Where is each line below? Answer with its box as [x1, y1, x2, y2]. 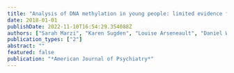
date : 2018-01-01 [7, 17, 58, 24]
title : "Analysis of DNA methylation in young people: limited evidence [7, 10, 223, 17]
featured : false [7, 49, 54, 56]
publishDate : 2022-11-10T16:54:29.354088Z [7, 23, 132, 30]
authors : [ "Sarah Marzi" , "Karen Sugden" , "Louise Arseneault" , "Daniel [7, 29, 223, 37]
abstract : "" [7, 42, 45, 49]
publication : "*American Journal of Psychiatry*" [7, 56, 155, 63]
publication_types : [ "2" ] [7, 36, 82, 43]
